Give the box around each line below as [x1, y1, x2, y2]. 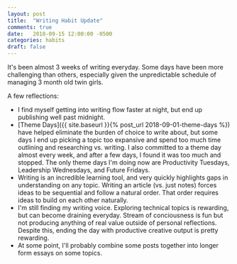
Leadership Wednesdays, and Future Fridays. [17, 166, 150, 174]
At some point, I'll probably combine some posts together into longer [17, 241, 219, 249]
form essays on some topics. [17, 249, 103, 257]
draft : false [7, 43, 46, 50]
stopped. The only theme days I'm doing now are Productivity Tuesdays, [17, 158, 230, 167]
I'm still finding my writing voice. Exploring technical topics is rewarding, [17, 204, 229, 211]
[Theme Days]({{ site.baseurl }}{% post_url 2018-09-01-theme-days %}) [17, 121, 231, 128]
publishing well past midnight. [17, 113, 105, 121]
